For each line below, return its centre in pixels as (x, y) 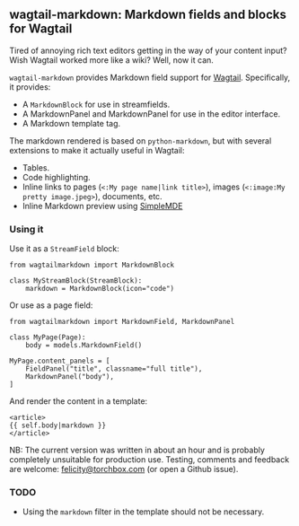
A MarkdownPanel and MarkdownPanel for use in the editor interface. (151, 114)
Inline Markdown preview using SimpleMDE (102, 206)
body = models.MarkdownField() (84, 346)
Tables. (36, 167)
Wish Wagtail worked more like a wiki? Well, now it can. (111, 60)
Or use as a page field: (51, 305)
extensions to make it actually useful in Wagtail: (97, 150)
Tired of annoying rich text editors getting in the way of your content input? (148, 50)
